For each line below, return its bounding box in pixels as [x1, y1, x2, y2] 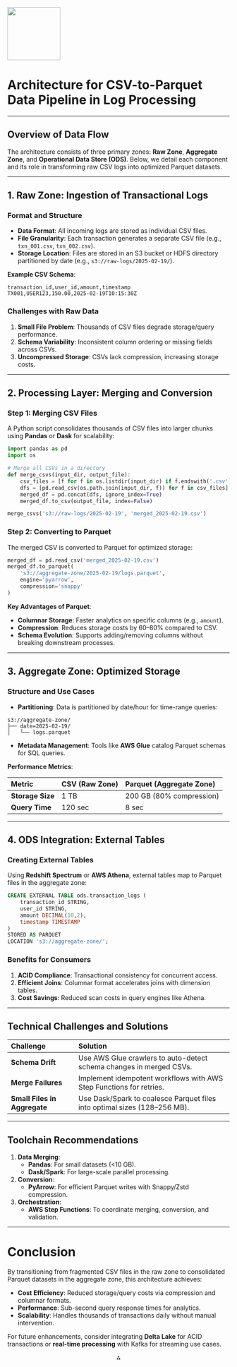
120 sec [61, 802, 90, 812]
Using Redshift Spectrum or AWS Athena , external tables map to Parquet [7, 871, 222, 879]
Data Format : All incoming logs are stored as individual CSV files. [17, 227, 207, 235]
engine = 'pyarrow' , [20, 577, 74, 584]
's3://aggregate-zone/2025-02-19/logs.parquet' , [20, 570, 166, 577]
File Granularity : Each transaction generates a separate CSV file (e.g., [17, 234, 221, 243]
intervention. [17, 1319, 55, 1327]
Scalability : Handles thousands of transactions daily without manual [17, 1311, 217, 1320]
